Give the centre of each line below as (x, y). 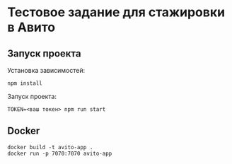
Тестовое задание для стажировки (116, 12)
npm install (25, 83)
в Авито (31, 27)
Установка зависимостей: (46, 70)
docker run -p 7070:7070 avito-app (60, 153)
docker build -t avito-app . (50, 147)
